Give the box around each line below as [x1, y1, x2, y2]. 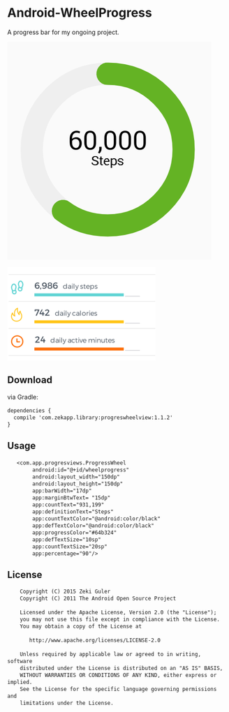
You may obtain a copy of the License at [20, 623, 142, 630]
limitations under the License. [20, 699, 114, 707]
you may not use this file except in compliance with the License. [20, 616, 220, 623]
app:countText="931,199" [32, 501, 105, 508]
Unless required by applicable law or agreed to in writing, [20, 651, 201, 658]
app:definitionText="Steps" [32, 508, 114, 515]
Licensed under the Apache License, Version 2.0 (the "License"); [20, 609, 217, 616]
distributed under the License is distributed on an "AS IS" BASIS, [20, 665, 223, 672]
